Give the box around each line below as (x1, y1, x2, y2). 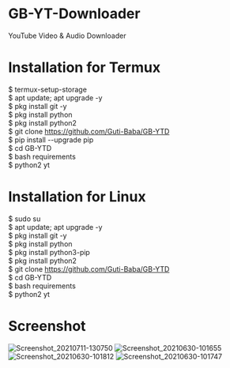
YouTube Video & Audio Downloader (8, 31, 126, 40)
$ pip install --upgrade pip (8, 135, 94, 145)
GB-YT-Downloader (8, 5, 141, 23)
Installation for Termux (8, 58, 160, 77)
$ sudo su (8, 214, 41, 223)
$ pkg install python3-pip (8, 247, 91, 257)
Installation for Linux (8, 188, 146, 206)
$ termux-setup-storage (8, 84, 87, 94)
